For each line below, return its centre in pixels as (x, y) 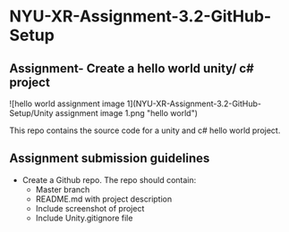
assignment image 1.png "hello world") (127, 113)
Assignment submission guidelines (110, 158)
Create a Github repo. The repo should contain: (109, 179)
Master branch (63, 189)
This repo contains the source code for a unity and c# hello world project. (145, 130)
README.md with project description (104, 199)
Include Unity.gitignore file (84, 218)
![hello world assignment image (67, 104)
